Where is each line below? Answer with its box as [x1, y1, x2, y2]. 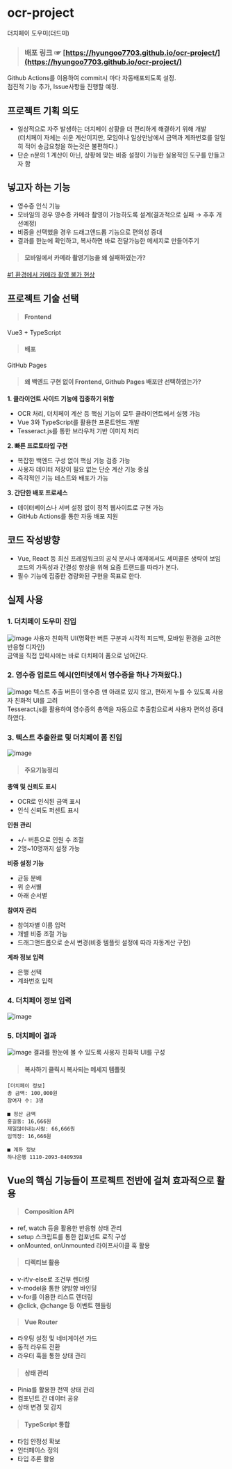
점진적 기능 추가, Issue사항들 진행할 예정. [7, 82, 119, 91]
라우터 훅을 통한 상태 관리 [17, 1351, 87, 1360]
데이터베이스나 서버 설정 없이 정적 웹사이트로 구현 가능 [17, 504, 165, 512]
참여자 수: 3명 [7, 1097, 44, 1105]
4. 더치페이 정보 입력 [7, 996, 72, 1006]
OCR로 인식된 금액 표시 [17, 798, 81, 806]
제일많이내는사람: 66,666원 [7, 1126, 75, 1133]
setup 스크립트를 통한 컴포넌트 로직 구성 [17, 1232, 126, 1241]
